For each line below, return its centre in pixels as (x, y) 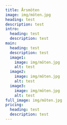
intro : (12, 29)
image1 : (18, 57)
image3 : (18, 86)
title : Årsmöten (22, 10)
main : (11, 43)
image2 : (18, 72)
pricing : (14, 105)
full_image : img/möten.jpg (34, 100)
